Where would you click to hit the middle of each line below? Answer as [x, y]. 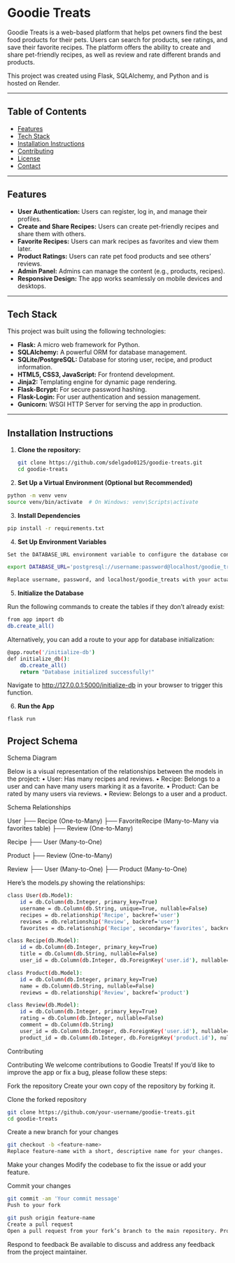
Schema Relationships [39, 807]
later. [25, 248]
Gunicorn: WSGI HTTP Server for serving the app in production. [110, 404]
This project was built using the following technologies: [87, 332]
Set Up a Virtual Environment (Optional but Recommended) [105, 482]
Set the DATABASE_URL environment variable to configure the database [112, 554]
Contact [29, 165]
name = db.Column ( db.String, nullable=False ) [87, 986]
